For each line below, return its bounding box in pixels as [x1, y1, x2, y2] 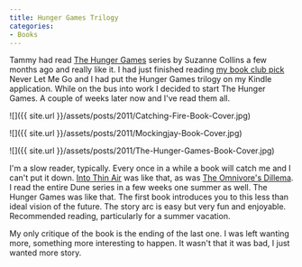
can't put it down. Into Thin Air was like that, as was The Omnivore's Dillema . [9, 172, 294, 183]
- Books [9, 30, 39, 39]
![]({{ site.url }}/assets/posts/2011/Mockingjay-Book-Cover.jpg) [9, 128, 243, 139]
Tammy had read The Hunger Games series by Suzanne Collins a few [9, 55, 268, 66]
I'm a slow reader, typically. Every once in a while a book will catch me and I [9, 163, 291, 174]
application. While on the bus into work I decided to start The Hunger [9, 83, 266, 95]
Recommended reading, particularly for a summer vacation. [9, 211, 231, 222]
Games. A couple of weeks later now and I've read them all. [9, 93, 231, 104]
